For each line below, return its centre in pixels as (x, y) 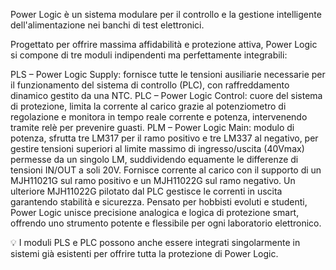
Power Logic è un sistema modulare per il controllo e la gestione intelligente (166, 14)
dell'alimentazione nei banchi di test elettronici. (107, 25)
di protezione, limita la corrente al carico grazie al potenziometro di (148, 106)
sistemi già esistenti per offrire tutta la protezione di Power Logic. (144, 253)
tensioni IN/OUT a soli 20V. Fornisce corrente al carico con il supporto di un (166, 170)
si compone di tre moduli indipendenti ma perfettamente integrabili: (149, 55)
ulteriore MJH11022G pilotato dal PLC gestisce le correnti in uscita (146, 191)
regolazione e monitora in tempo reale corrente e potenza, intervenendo (159, 117)
